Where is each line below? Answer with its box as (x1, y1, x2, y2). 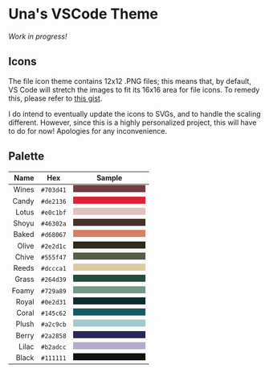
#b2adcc (41, 343, 67, 351)
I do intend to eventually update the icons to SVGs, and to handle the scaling (8, 109, 261, 118)
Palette (8, 150, 45, 164)
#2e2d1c (41, 242, 67, 251)
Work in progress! (8, 31, 67, 41)
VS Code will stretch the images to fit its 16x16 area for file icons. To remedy (8, 85, 260, 94)
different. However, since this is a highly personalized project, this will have (8, 118, 257, 127)
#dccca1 (41, 265, 67, 273)
